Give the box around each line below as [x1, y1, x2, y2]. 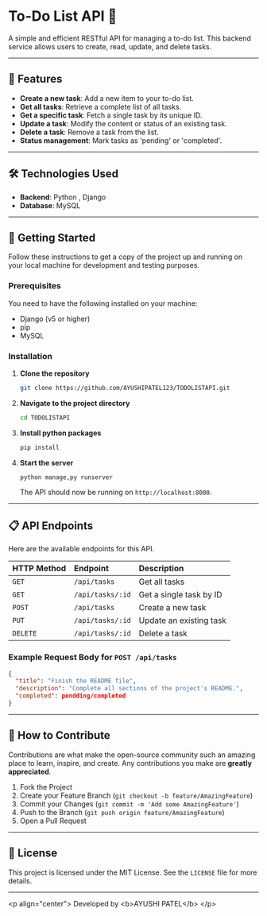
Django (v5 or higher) [19, 314, 91, 323]
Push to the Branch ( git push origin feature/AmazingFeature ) [19, 807, 225, 817]
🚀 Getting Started [8, 230, 96, 245]
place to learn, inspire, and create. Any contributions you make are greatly [8, 758, 253, 767]
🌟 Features [8, 72, 63, 86]
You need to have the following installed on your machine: [8, 298, 198, 308]
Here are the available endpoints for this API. [8, 544, 155, 554]
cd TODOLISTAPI [19, 413, 71, 422]
